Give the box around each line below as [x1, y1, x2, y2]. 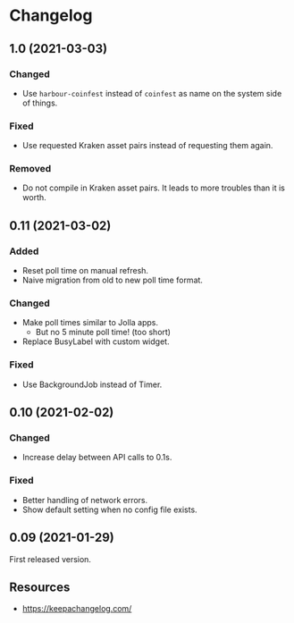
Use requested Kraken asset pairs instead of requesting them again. [21, 140, 273, 151]
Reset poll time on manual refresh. [21, 265, 149, 276]
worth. [21, 192, 46, 203]
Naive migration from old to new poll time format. [21, 274, 204, 286]
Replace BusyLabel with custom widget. [21, 336, 170, 347]
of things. [21, 97, 58, 108]
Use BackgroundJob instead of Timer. [21, 379, 163, 390]
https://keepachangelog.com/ [21, 603, 132, 614]
